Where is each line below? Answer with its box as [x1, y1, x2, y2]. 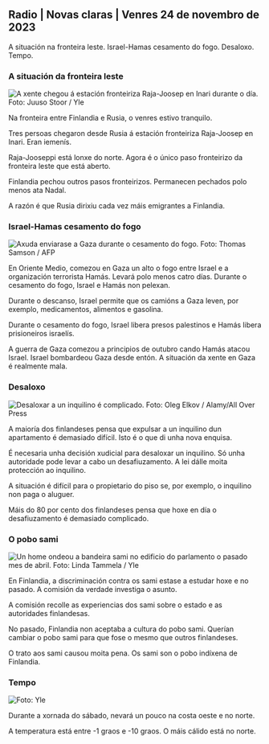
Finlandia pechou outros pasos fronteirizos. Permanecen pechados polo [8, 177, 247, 187]
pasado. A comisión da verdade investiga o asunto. [8, 585, 178, 594]
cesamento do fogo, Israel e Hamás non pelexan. [8, 281, 171, 290]
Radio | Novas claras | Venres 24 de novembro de [8, 8, 259, 22]
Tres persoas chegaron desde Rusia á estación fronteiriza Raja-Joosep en [8, 129, 254, 138]
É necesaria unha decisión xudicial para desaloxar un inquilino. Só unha [8, 448, 246, 458]
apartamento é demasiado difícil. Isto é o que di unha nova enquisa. [8, 432, 233, 442]
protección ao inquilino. [8, 465, 87, 475]
